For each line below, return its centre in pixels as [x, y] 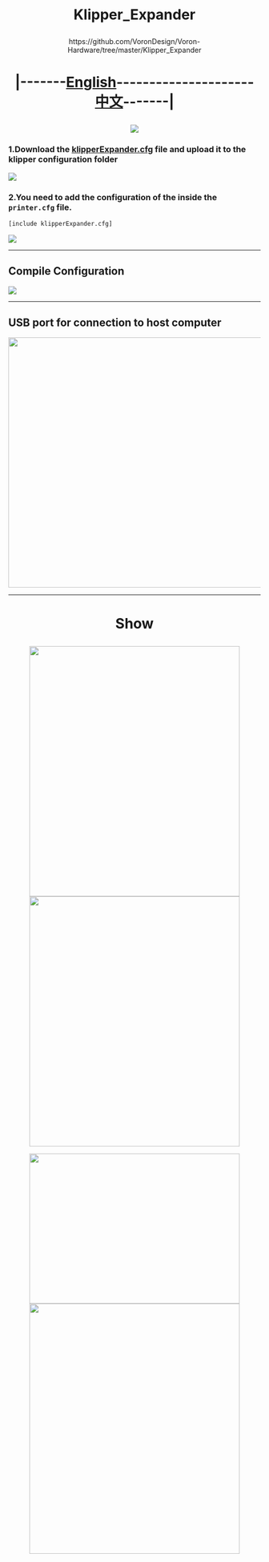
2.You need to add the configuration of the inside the [113, 197]
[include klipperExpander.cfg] [60, 223]
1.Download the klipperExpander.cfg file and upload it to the [127, 150]
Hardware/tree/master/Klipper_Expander [134, 50]
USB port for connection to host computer [115, 323]
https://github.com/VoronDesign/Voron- [134, 42]
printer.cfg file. [40, 207]
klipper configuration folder [63, 159]
